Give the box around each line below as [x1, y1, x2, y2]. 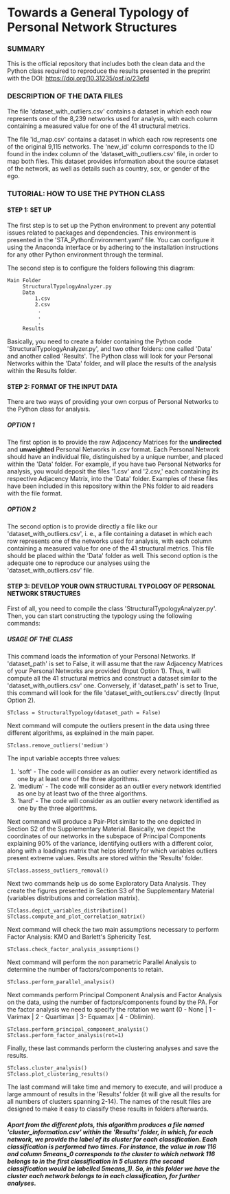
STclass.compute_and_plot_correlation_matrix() [7, 913, 146, 920]
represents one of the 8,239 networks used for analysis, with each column [7, 114, 218, 122]
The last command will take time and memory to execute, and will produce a [7, 1083, 223, 1091]
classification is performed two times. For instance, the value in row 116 [7, 1142, 216, 1151]
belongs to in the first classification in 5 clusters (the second [7, 1157, 185, 1165]
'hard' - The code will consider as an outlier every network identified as [16, 797, 220, 805]
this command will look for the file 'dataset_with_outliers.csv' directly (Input [7, 689, 220, 697]
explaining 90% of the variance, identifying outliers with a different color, [7, 840, 214, 848]
